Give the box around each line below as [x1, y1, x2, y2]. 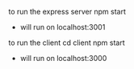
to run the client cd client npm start [8, 38, 125, 47]
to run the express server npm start [8, 7, 127, 16]
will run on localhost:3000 [19, 54, 107, 63]
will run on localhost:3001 [19, 22, 106, 31]
